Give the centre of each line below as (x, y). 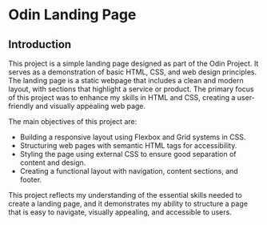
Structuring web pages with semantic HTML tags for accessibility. (128, 145)
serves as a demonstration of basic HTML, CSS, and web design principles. (133, 72)
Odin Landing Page (72, 15)
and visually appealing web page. (91, 106)
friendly (21, 106)
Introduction (40, 44)
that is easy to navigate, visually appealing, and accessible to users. (120, 212)
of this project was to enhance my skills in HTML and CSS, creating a (122, 97)
